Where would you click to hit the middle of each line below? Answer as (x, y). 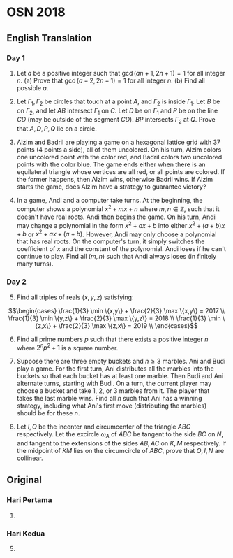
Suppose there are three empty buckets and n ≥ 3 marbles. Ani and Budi (121, 362)
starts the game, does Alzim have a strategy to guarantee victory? (111, 187)
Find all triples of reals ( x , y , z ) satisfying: (75, 297)
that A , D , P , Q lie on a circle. (57, 129)
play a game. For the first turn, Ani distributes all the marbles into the (115, 369)
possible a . (32, 87)
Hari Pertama (29, 500)
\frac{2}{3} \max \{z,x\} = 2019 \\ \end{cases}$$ (128, 325)
